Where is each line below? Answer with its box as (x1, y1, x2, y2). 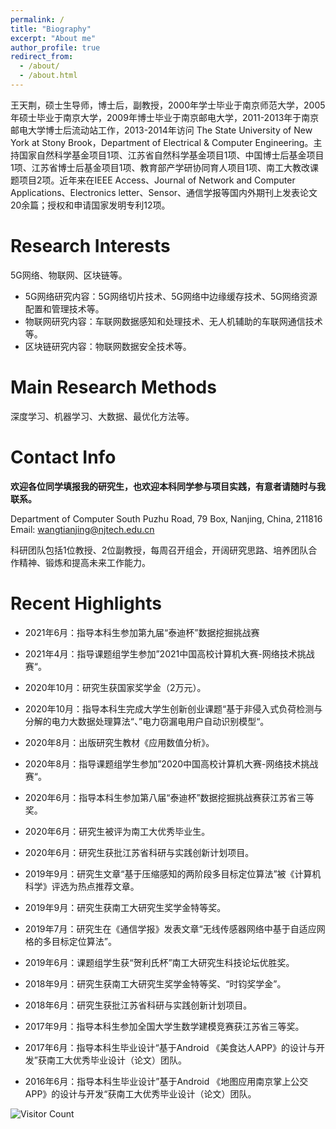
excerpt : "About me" (10, 33, 97, 43)
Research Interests (10, 235, 171, 258)
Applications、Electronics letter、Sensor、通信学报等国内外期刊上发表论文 (10, 186, 318, 198)
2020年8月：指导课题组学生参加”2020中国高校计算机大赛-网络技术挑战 (24, 757, 319, 770)
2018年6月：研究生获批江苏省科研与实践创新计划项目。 (24, 999, 253, 1011)
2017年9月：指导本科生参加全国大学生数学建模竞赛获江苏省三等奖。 (24, 1020, 305, 1032)
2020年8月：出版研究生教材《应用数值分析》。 (24, 736, 215, 748)
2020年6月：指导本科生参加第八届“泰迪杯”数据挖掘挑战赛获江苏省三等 (24, 791, 315, 803)
